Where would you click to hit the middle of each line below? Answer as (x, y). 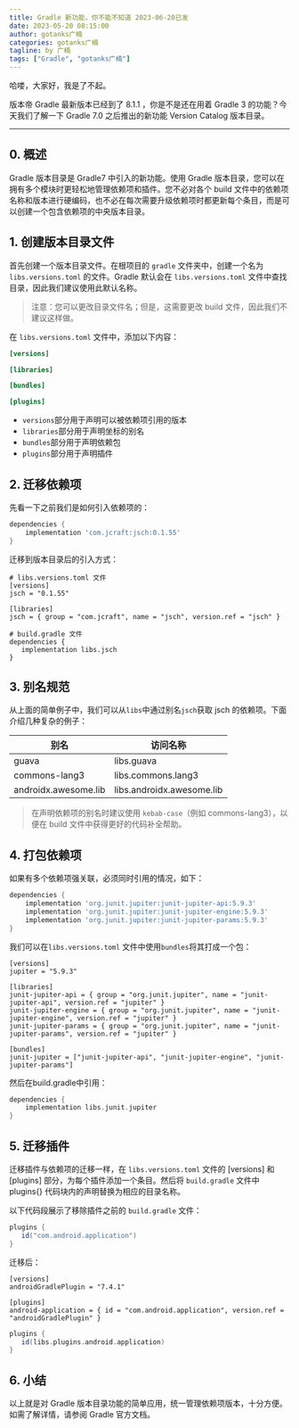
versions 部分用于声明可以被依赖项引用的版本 (105, 420)
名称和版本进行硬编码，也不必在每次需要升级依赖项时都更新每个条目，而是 (145, 200)
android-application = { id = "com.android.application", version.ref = (147, 1310)
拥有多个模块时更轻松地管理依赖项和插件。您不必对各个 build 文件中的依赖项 (149, 189)
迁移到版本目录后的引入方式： (64, 559)
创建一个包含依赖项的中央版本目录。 (83, 211)
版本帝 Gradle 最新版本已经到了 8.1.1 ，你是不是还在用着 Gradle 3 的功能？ (144, 104)
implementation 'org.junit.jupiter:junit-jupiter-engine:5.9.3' (147, 912)
